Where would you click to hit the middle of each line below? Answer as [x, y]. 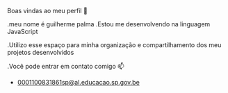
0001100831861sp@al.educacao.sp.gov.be [79, 82]
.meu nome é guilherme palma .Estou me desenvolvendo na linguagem [109, 24]
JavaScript [23, 32]
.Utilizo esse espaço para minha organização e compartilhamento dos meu [114, 45]
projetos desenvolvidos [41, 52]
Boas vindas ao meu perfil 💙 [48, 11]
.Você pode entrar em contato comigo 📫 [66, 66]
